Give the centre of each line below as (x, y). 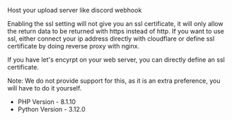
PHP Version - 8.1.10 (47, 102)
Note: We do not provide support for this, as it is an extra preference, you (114, 81)
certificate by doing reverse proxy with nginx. (74, 46)
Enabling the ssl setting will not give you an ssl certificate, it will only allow (115, 24)
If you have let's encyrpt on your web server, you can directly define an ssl (116, 60)
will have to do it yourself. (45, 88)
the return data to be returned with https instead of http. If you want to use (116, 31)
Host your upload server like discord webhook (75, 10)
